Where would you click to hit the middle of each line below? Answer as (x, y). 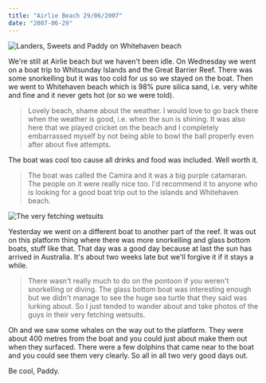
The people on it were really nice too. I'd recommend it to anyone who (143, 183)
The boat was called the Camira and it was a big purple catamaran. (138, 175)
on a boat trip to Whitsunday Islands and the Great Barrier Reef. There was (131, 69)
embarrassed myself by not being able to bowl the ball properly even (141, 135)
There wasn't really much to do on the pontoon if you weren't (128, 280)
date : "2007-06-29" (41, 23)
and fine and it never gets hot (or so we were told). (91, 95)
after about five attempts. (69, 144)
